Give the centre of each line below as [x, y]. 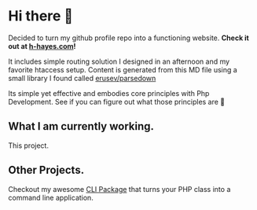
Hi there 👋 [40, 16]
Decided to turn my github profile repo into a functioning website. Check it [128, 38]
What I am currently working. [81, 126]
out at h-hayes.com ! [42, 46]
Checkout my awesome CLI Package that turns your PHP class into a [119, 189]
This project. [29, 146]
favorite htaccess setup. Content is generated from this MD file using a [123, 69]
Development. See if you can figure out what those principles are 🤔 [117, 101]
